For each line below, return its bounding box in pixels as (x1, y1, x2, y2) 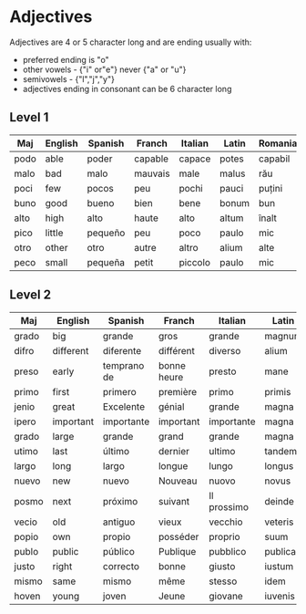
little (45, 226, 64, 239)
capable (133, 152, 169, 165)
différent (158, 344, 196, 357)
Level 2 (9, 287, 52, 303)
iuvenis (263, 589, 296, 602)
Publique (158, 545, 197, 557)
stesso (209, 575, 238, 588)
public (52, 545, 79, 557)
